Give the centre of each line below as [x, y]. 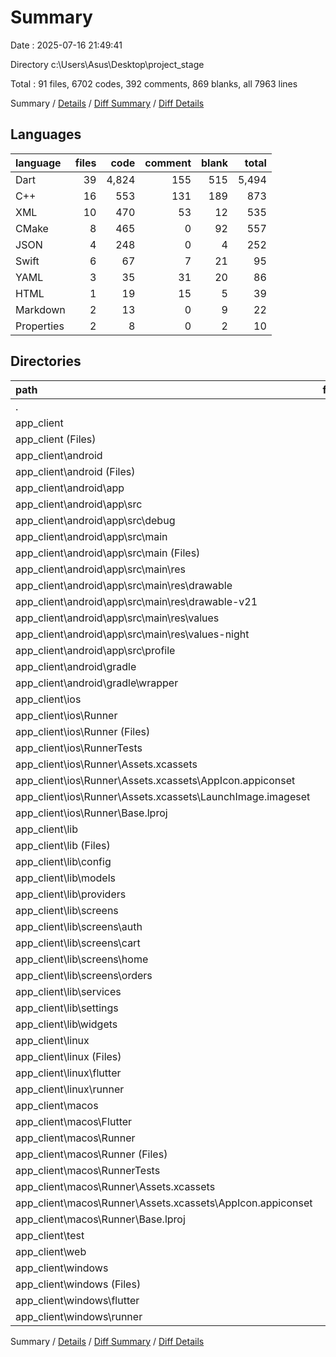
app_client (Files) [56, 439]
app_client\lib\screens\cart [78, 943]
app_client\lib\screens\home [82, 959]
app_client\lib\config [63, 861]
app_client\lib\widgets [66, 1024]
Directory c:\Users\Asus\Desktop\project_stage [107, 64]
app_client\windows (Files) [78, 1284]
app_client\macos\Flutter [74, 1121]
